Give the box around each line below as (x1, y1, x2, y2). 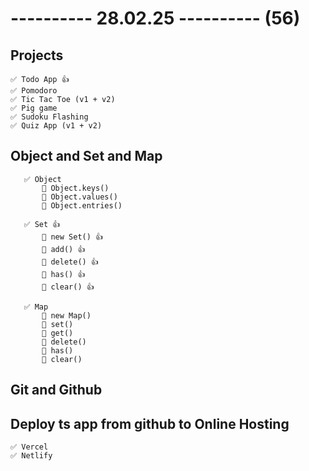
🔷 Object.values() (41, 192, 118, 202)
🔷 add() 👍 (41, 244, 86, 254)
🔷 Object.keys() (41, 183, 110, 193)
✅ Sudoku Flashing (10, 112, 89, 122)
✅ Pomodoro (10, 86, 58, 96)
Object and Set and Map (10, 148, 163, 165)
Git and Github (10, 382, 103, 399)
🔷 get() (41, 328, 74, 338)
